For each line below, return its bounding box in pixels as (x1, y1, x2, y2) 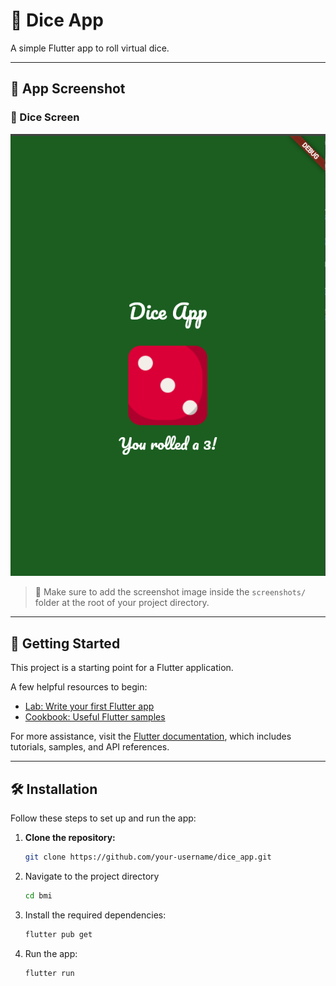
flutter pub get (24, 929, 93, 939)
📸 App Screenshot (10, 80, 126, 98)
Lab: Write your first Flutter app (24, 700, 155, 713)
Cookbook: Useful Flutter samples (24, 711, 166, 723)
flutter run (24, 968, 75, 978)
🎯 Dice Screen (10, 110, 80, 124)
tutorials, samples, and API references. (10, 741, 170, 753)
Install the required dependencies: (24, 909, 167, 921)
